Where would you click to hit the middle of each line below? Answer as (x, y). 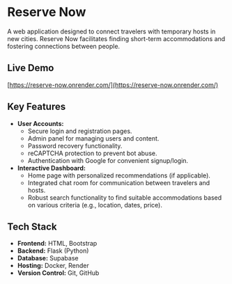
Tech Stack (32, 227)
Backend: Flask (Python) (53, 251)
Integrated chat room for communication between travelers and (119, 182)
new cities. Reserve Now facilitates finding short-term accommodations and (116, 38)
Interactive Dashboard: (51, 168)
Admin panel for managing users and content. (93, 138)
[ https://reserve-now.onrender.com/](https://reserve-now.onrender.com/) (113, 85)
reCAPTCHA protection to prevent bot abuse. (92, 153)
